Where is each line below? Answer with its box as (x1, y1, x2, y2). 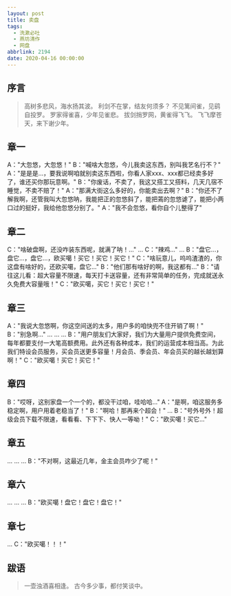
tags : (7, 23, 23, 30)
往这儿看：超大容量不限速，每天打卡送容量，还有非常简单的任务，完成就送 (7, 271, 218, 280)
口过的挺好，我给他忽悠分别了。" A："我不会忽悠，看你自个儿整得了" (7, 204, 203, 212)
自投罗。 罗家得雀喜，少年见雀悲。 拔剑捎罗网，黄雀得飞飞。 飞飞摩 (23, 110, 217, 119)
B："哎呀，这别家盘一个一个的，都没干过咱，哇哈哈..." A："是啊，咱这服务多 (7, 398, 223, 406)
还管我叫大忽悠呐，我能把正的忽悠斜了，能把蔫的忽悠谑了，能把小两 (30, 195, 224, 203)
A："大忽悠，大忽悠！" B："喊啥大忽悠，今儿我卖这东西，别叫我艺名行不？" (7, 161, 221, 169)
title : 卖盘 (7, 17, 39, 23)
